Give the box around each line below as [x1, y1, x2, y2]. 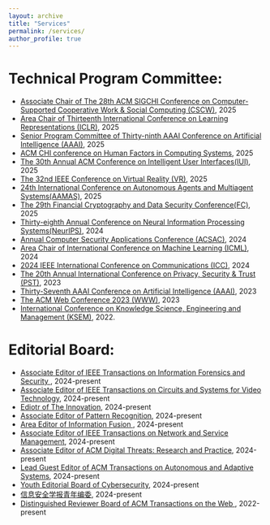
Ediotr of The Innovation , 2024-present [19, 402, 152, 412]
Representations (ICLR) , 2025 [19, 123, 120, 132]
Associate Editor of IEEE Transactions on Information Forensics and [19, 367, 246, 378]
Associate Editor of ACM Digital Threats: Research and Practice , [19, 445, 234, 455]
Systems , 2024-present [19, 471, 100, 481]
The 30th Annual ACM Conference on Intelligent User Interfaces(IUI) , [19, 157, 251, 167]
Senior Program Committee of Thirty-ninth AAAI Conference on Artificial [19, 131, 262, 141]
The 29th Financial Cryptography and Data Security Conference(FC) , [19, 200, 251, 210]
